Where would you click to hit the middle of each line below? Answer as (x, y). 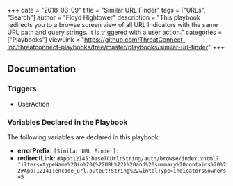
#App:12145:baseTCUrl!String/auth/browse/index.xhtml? (138, 158)
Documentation (42, 69)
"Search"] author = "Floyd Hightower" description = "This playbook (104, 17)
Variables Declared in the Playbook (67, 122)
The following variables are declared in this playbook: (84, 137)
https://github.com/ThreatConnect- (135, 40)
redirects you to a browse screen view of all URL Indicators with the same (113, 25)
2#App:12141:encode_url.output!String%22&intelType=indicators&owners (122, 171)
